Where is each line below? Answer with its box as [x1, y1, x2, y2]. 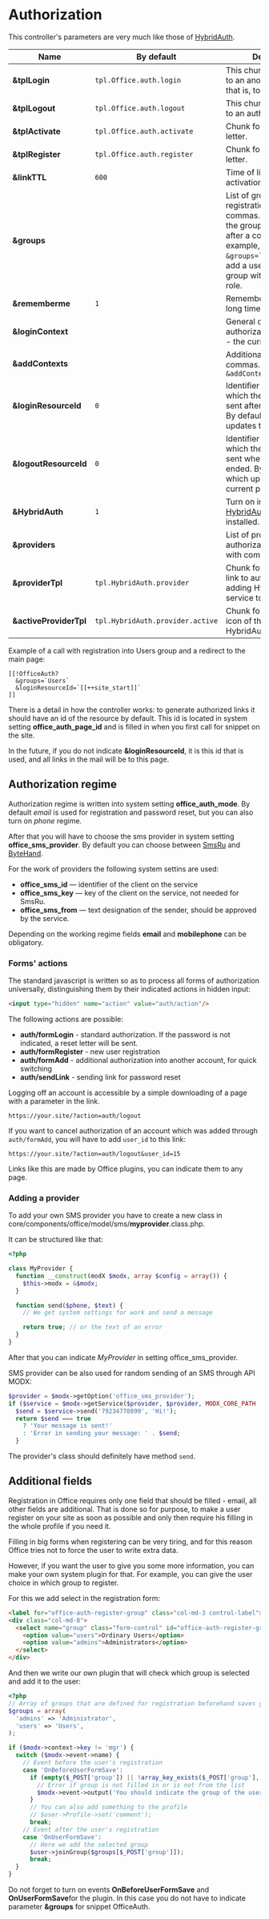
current [225, 483, 254, 494]
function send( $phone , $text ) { [15, 1301, 124, 1310]
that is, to [225, 84, 261, 95]
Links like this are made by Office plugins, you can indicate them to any [8, 1164, 243, 1173]
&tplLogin [12, 74, 50, 86]
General [225, 316, 256, 327]
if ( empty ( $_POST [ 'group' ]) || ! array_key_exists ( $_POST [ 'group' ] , [29, 1773, 260, 1781]
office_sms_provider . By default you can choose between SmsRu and [8, 839, 241, 850]
